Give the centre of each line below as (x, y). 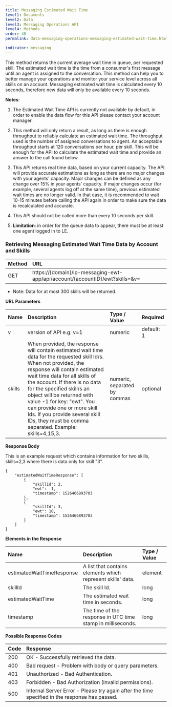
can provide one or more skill (62, 408)
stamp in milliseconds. (110, 623)
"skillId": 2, (48, 485)
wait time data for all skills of (62, 376)
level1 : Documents (25, 15)
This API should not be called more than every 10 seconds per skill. (83, 215)
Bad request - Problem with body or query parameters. (93, 666)
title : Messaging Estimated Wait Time (47, 10)
